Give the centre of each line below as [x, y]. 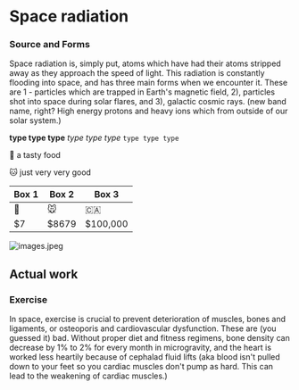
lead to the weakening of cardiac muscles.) [88, 376]
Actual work [44, 274]
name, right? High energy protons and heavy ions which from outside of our [149, 111]
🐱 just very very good [50, 172]
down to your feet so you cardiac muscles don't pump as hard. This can [141, 367]
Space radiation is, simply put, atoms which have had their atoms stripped [145, 63]
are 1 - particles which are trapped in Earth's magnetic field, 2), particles [142, 92]
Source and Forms [50, 45]
